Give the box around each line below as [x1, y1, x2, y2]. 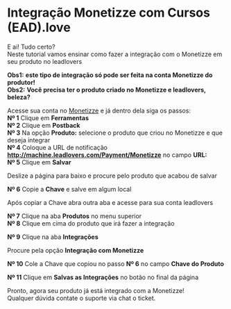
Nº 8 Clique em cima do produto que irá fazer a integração [7, 219, 175, 227]
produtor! [7, 78, 36, 86]
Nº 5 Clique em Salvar [7, 158, 71, 166]
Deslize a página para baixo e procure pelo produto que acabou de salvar [7, 172, 217, 180]
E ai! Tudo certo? [7, 42, 55, 51]
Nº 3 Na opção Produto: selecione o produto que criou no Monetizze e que [7, 128, 223, 137]
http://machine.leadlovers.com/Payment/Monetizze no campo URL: [7, 151, 207, 159]
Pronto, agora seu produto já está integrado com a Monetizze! [7, 286, 185, 294]
